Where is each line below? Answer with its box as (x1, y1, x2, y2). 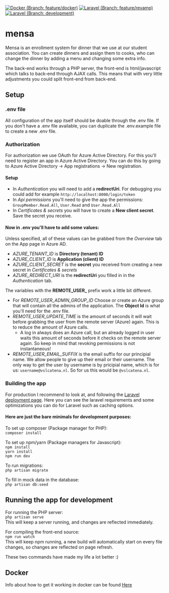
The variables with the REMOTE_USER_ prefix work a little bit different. (5, 288, 152, 294)
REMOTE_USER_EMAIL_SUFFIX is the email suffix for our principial (12, 351, 151, 357)
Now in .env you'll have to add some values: (5, 224, 99, 230)
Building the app (5, 380, 46, 387)
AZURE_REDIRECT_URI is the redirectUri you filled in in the (12, 272, 135, 279)
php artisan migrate (5, 467, 49, 473)
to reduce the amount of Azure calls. (12, 324, 89, 330)
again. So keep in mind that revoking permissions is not (20, 340, 135, 346)
